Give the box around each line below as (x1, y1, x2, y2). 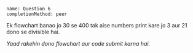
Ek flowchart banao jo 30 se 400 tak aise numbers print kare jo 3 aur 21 (6, 22, 187, 29)
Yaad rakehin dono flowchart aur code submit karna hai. (6, 40, 151, 47)
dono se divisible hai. (6, 28, 60, 35)
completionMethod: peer (6, 11, 68, 17)
